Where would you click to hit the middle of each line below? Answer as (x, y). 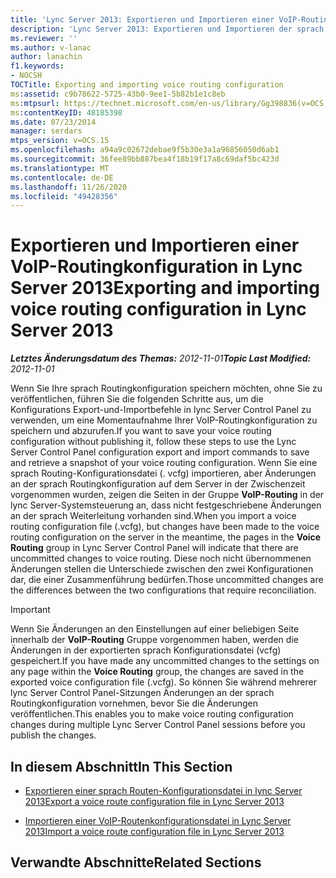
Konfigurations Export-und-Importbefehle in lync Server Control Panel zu (161, 410)
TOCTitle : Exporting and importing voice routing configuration (147, 85)
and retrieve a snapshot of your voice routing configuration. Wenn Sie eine (164, 463)
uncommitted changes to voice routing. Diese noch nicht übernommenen (161, 558)
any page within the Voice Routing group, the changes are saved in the (157, 672)
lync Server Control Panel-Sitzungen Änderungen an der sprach (142, 693)
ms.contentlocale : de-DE (62, 177)
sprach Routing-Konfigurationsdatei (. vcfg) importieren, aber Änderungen (163, 473)
